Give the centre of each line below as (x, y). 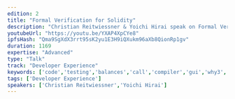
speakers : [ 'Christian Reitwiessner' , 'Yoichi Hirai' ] (87, 85)
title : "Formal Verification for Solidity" (72, 20)
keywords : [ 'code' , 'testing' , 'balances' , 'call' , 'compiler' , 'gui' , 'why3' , (117, 72)
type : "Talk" (26, 59)
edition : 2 (23, 14)
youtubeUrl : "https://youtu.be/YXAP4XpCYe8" (73, 33)
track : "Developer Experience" (53, 66)
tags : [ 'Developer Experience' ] (54, 78)
